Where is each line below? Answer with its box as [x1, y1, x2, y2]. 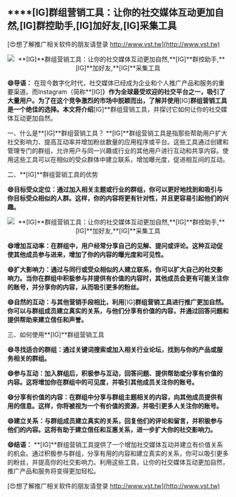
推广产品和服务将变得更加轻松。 [7, 467, 100, 475]
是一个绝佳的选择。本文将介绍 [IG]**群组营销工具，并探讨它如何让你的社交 [7, 105, 221, 113]
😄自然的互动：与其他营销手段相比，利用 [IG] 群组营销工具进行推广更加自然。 [7, 298, 228, 306]
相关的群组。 [13, 354, 51, 363]
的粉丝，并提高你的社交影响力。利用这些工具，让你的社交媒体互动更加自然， [7, 458, 229, 466]
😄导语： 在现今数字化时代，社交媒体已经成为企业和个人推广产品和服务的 [7, 78, 219, 87]
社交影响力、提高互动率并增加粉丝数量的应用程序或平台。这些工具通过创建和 [7, 137, 229, 146]
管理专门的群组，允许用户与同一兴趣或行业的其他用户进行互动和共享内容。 [7, 146, 223, 155]
